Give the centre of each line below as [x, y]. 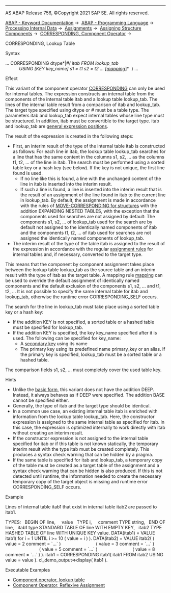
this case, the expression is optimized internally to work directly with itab [89, 427]
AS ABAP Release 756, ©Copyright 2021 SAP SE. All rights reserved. [77, 13]
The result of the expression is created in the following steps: [69, 136]
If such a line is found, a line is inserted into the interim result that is [91, 189]
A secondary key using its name [54, 344]
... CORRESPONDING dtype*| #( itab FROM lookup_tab [62, 63]
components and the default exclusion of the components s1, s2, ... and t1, [83, 286]
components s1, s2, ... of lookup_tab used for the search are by [86, 222]
